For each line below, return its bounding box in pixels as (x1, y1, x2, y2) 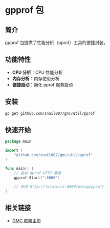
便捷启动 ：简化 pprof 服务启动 (12, 82, 73, 88)
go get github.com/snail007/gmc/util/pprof (5, 111, 95, 116)
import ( (5, 148, 23, 153)
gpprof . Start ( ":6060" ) (14, 175, 60, 180)
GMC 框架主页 (12, 218, 42, 224)
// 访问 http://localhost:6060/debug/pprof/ (14, 184, 105, 190)
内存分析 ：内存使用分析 (12, 75, 60, 81)
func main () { (5, 166, 34, 171)
